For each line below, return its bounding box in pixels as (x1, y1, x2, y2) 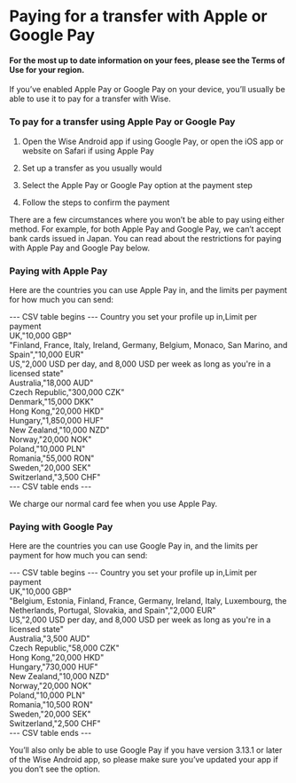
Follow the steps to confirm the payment (21, 197, 170, 208)
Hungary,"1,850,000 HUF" (9, 415, 105, 425)
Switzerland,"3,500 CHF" (9, 471, 101, 482)
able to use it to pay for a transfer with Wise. (9, 93, 171, 104)
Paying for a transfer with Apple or (9, 6, 268, 27)
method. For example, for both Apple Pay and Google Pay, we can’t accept (9, 224, 282, 234)
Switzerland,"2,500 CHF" (9, 718, 101, 729)
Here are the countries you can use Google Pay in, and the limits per (9, 541, 259, 551)
